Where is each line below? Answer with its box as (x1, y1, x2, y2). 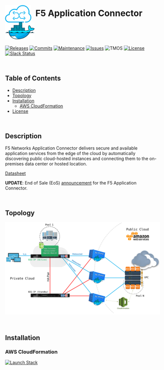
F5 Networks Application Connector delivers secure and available (5, 145, 138, 151)
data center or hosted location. (25, 160, 87, 167)
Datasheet (5, 170, 26, 176)
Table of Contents (5, 74, 61, 83)
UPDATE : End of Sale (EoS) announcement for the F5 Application (5, 180, 137, 185)
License (12, 108, 28, 114)
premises (5, 160, 24, 167)
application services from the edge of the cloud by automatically (5, 150, 136, 156)
